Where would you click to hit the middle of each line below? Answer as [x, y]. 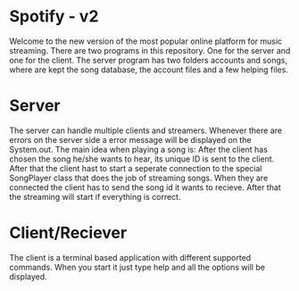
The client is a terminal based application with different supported [130, 257]
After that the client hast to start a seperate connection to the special [136, 168]
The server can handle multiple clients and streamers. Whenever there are [146, 130]
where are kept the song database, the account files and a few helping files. [149, 70]
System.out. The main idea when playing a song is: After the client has [138, 149]
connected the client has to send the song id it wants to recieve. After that [145, 187]
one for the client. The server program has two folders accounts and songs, [149, 60]
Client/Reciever [68, 233]
